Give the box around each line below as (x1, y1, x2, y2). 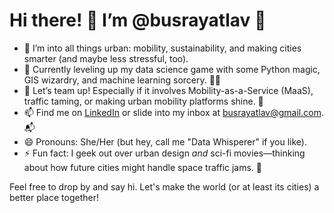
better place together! (9, 191, 99, 203)
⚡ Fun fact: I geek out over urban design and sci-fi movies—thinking (23, 147, 306, 159)
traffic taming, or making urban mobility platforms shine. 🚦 (23, 95, 264, 107)
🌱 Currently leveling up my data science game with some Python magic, (23, 63, 321, 75)
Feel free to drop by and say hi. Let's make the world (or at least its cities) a (9, 180, 320, 193)
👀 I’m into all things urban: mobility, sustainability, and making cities (23, 42, 302, 54)
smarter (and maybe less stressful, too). (23, 52, 189, 64)
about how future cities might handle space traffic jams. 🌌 (23, 161, 263, 173)
